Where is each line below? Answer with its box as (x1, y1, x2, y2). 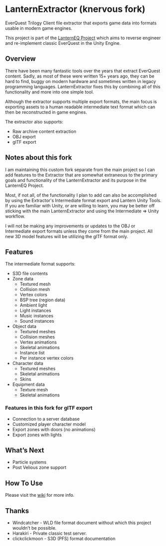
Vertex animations (19, 339, 57, 345)
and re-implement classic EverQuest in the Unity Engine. (5, 40, 121, 46)
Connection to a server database (12, 416, 80, 422)
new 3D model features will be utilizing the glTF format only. (5, 233, 128, 239)
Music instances (19, 313, 54, 319)
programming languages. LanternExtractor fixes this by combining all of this (5, 84, 161, 90)
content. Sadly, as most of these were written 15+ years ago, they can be (5, 73, 155, 79)
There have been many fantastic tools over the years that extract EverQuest (5, 68, 161, 74)
